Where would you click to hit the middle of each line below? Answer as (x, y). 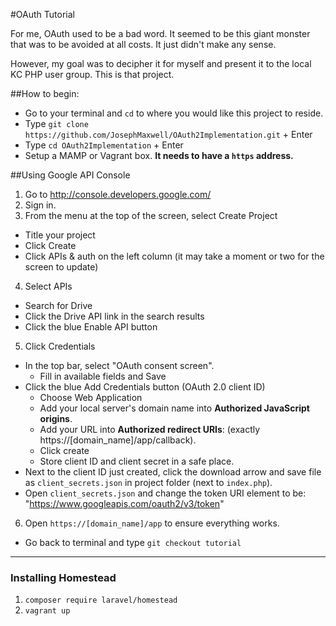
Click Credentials (60, 346)
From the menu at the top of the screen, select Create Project (151, 215)
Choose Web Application (91, 397)
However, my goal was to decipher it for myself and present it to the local (161, 63)
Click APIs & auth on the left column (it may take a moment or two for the (174, 256)
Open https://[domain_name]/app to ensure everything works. (152, 523)
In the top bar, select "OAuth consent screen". (119, 365)
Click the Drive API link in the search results (114, 316)
